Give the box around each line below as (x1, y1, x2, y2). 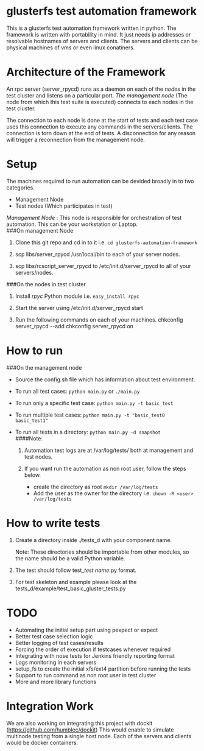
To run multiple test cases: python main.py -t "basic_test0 (15, 411, 166, 418)
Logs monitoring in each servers (15, 658, 97, 666)
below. (24, 471, 41, 479)
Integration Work (6, 699, 94, 713)
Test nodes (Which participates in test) (15, 202, 113, 210)
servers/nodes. (15, 269, 54, 276)
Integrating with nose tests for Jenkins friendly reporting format (15, 652, 175, 659)
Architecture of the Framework (6, 65, 166, 79)
